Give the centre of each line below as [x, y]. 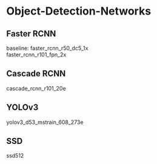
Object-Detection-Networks [79, 11]
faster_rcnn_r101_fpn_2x [36, 55]
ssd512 [15, 155]
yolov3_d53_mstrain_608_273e [45, 122]
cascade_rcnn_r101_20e [36, 88]
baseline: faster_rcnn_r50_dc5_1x [47, 48]
